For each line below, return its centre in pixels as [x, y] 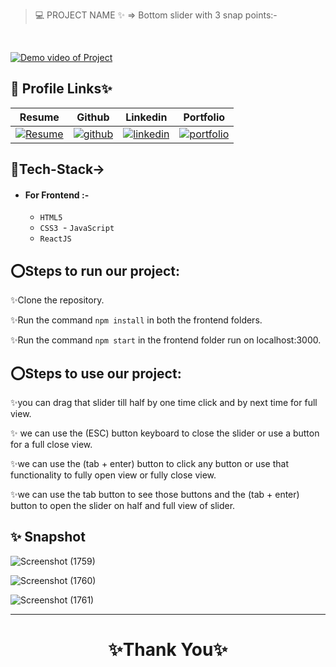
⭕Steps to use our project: [96, 373]
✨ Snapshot [48, 537]
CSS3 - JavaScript [77, 228]
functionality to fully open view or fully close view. [113, 475]
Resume [39, 117]
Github [93, 117]
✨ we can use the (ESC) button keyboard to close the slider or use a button [165, 433]
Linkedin [146, 117]
